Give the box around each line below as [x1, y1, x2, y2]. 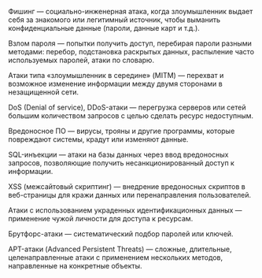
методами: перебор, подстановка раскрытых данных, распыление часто [8, 47, 254, 56]
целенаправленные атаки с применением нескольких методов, [8, 253, 223, 262]
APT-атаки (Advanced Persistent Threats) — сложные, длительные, [8, 244, 232, 254]
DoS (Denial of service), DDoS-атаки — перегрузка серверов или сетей [8, 102, 246, 112]
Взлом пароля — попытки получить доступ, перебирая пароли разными [8, 39, 252, 48]
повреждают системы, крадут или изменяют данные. [8, 135, 189, 144]
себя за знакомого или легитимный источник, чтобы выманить [8, 15, 221, 24]
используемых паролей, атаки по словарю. [8, 55, 155, 65]
